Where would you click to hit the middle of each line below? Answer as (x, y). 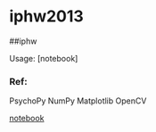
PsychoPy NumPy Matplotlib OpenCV (78, 101)
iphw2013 (47, 16)
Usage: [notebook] (44, 58)
